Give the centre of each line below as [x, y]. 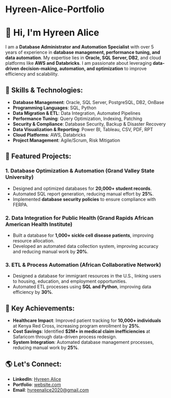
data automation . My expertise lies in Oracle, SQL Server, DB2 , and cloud [83, 58]
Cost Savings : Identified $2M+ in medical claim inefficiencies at [81, 331]
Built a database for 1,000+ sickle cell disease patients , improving [83, 235]
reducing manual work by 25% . [46, 347]
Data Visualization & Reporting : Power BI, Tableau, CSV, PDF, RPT [83, 129]
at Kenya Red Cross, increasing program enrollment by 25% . [76, 326]
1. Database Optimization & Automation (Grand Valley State [80, 171]
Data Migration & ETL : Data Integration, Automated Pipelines [77, 113]
